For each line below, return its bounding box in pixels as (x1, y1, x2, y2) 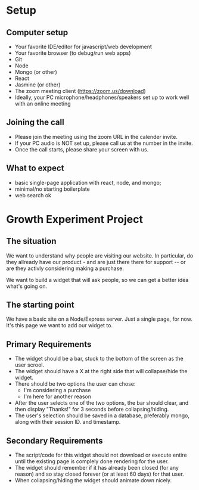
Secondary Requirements (6, 436, 103, 446)
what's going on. (6, 283, 48, 290)
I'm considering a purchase (23, 387, 91, 394)
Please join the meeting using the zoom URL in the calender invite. (14, 133, 178, 140)
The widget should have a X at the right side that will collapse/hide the (14, 368, 188, 375)
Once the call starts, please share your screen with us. (14, 145, 149, 153)
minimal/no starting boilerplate (14, 185, 91, 193)
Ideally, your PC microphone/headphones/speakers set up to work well (14, 94, 189, 101)
